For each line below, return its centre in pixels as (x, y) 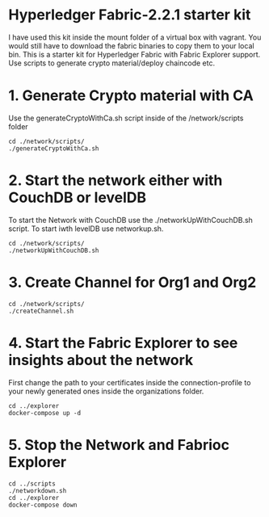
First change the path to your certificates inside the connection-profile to (130, 382)
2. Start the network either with (116, 181)
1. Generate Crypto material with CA (131, 96)
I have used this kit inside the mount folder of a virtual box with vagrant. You (135, 37)
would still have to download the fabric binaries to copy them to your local (131, 45)
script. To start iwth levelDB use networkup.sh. (86, 229)
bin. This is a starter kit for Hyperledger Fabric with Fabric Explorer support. (134, 54)
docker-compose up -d (45, 413)
